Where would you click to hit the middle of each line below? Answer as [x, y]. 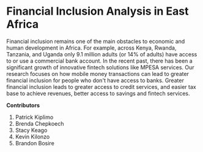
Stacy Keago [31, 130]
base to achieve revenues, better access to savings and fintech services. [98, 93]
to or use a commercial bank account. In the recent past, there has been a [99, 61]
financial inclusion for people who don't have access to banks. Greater [95, 80]
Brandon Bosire [35, 143]
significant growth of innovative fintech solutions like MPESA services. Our [100, 67]
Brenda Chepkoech [39, 123]
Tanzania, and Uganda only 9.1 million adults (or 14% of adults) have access [102, 54]
